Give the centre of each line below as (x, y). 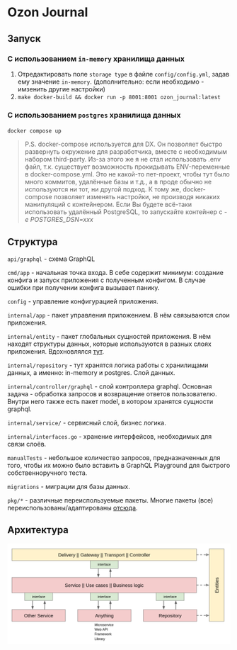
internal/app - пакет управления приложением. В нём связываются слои (118, 315)
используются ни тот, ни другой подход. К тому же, (103, 189)
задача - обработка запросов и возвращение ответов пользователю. (112, 393)
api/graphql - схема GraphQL (51, 259)
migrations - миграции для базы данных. (69, 486)
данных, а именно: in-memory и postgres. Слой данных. (91, 372)
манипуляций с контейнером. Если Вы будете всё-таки (108, 204)
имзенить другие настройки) (62, 89)
